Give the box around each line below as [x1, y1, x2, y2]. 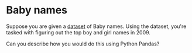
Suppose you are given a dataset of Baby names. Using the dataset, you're [6, 23, 187, 30]
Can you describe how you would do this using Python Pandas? [6, 40, 160, 47]
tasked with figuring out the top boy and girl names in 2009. [6, 29, 151, 36]
